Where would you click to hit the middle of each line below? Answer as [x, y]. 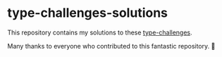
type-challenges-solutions [87, 13]
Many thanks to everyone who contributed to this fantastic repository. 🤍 [111, 46]
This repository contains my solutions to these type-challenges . [100, 32]
